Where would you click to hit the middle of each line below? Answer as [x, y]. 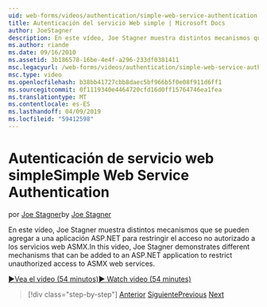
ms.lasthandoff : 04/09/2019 [55, 112]
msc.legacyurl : [33, 68]
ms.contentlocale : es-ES [49, 104]
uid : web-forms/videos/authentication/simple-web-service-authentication [133, 16]
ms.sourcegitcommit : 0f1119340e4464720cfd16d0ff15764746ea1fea [115, 89]
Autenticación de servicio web [111, 159]
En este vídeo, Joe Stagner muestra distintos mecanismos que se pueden [129, 229]
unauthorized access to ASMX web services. [81, 263]
